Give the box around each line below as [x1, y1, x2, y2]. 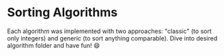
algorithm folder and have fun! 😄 [7, 41, 100, 49]
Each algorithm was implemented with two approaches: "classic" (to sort [7, 27, 212, 35]
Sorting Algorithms [7, 5, 118, 20]
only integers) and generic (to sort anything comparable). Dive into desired [7, 34, 218, 42]
